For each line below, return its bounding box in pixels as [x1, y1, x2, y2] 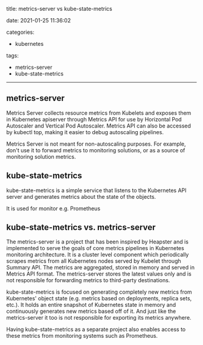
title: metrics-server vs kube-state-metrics [6, 5, 113, 12]
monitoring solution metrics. [6, 153, 77, 160]
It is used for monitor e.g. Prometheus [6, 205, 101, 212]
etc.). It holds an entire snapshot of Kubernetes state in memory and [6, 301, 176, 309]
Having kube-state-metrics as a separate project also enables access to [6, 326, 186, 333]
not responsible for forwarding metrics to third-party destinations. [6, 277, 170, 284]
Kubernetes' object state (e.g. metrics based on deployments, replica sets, [6, 295, 192, 302]
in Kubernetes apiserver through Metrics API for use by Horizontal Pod [6, 115, 182, 123]
